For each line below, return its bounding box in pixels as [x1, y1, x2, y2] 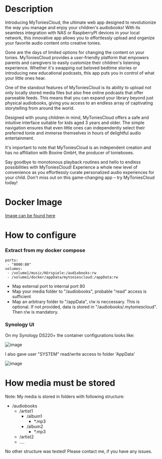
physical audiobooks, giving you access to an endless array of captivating [5, 100, 153, 106]
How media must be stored [5, 377, 115, 388]
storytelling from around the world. [5, 105, 75, 111]
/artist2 [19, 434, 34, 440]
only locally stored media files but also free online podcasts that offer [5, 90, 144, 95]
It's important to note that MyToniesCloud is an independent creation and [5, 144, 151, 150]
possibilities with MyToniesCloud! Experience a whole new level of [5, 164, 138, 170]
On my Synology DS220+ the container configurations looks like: [5, 332, 135, 338]
